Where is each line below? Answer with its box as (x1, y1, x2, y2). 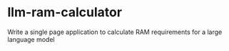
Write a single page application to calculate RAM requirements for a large (7, 28, 223, 36)
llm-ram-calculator (7, 4, 123, 21)
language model (7, 35, 55, 43)
